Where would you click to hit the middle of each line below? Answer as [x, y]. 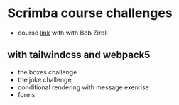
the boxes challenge [47, 72]
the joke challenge [45, 79]
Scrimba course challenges [90, 13]
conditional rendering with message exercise [83, 87]
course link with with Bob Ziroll [63, 33]
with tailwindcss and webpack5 [79, 55]
